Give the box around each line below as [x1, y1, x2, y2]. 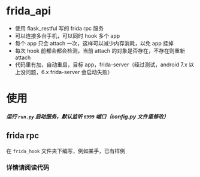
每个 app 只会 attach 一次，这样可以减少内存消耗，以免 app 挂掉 [14, 39, 174, 47]
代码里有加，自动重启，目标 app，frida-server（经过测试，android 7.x [14, 61, 187, 68]
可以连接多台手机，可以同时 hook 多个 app [14, 32, 120, 39]
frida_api [6, 4, 51, 18]
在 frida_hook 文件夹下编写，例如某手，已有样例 [6, 147, 126, 154]
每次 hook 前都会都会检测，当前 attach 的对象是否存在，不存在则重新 [14, 47, 186, 54]
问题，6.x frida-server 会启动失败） [25, 68, 113, 75]
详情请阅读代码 [6, 163, 50, 172]
